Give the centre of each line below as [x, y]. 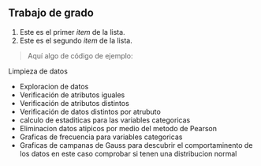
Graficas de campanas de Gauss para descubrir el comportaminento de [136, 145]
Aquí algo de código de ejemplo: [80, 55]
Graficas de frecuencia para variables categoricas [101, 137]
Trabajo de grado [51, 13]
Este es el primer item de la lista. [72, 32]
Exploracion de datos [54, 86]
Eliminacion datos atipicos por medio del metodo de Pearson [118, 128]
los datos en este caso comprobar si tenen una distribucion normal [128, 153]
